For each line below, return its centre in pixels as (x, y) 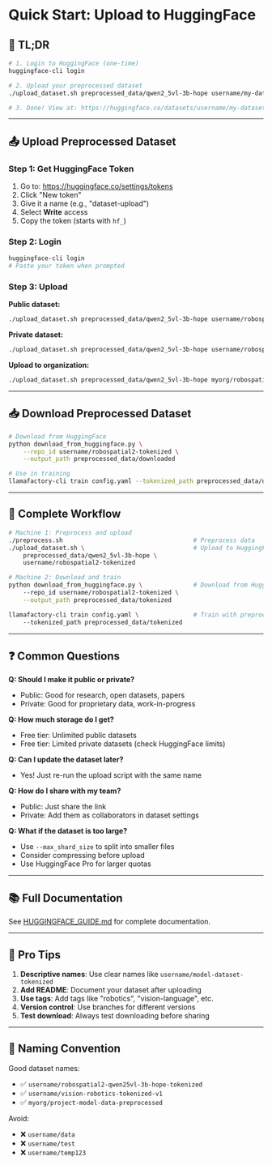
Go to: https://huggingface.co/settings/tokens (96, 186)
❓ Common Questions (64, 656)
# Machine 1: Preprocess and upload (70, 532)
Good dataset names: (44, 1068)
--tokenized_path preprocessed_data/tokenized (103, 622)
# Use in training (39, 474)
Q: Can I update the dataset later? (66, 760)
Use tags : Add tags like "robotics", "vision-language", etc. (117, 998)
